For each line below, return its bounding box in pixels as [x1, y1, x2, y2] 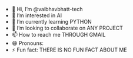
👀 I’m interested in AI [11, 12, 62, 19]
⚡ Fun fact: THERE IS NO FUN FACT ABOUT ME [11, 46, 128, 53]
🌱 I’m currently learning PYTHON [11, 18, 92, 25]
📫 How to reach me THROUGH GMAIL [11, 31, 106, 38]
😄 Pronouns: [11, 40, 44, 47]
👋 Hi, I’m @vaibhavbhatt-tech [11, 6, 83, 12]
